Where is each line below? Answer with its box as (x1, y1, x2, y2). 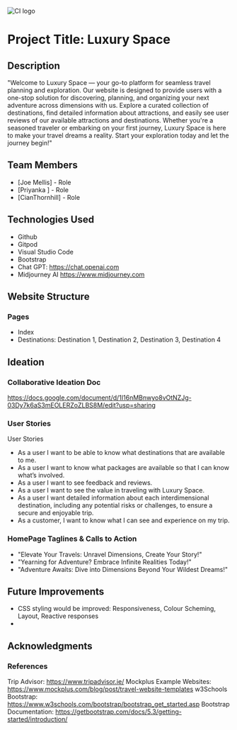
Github (17, 232, 37, 241)
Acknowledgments (7, 640, 93, 652)
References (7, 661, 48, 671)
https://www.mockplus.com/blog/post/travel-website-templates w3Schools (7, 685, 228, 694)
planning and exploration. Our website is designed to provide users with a (7, 86, 222, 94)
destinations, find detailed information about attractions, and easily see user (7, 108, 229, 117)
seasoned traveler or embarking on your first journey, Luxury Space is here (7, 124, 226, 132)
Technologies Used (7, 213, 94, 226)
